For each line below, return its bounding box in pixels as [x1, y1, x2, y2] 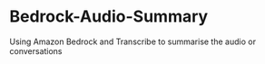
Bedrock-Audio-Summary [9, 6, 209, 27]
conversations [9, 45, 63, 56]
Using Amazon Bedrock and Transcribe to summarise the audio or [9, 36, 257, 47]
